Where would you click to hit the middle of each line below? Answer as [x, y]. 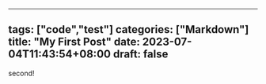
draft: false [141, 55]
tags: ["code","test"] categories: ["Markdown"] [129, 29]
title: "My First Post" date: [74, 42]
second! [21, 73]
